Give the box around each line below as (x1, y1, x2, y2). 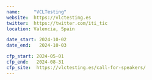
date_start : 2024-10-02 (6, 37, 67, 43)
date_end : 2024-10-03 (6, 42, 67, 48)
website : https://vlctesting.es (6, 15, 92, 21)
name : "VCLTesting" (6, 8, 67, 15)
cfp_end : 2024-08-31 (6, 59, 64, 65)
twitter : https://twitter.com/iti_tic (6, 20, 108, 26)
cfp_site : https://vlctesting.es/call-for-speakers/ (6, 64, 147, 70)
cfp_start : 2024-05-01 (6, 53, 64, 59)
